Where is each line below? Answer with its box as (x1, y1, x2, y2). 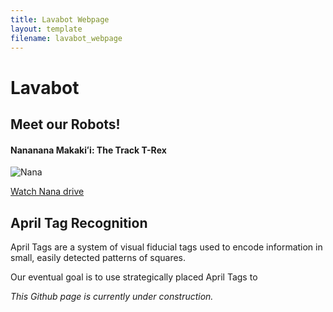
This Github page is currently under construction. (10, 290, 214, 302)
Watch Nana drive (10, 186, 85, 198)
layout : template (10, 24, 83, 34)
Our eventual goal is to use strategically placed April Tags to (10, 271, 258, 283)
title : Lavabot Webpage (10, 14, 110, 25)
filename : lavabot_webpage (10, 33, 123, 43)
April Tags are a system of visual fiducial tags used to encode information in (10, 241, 323, 253)
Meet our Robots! (10, 116, 121, 133)
